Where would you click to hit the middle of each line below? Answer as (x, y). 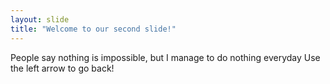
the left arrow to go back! (62, 68)
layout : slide (40, 19)
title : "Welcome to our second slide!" (93, 29)
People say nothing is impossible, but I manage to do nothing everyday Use (165, 57)
